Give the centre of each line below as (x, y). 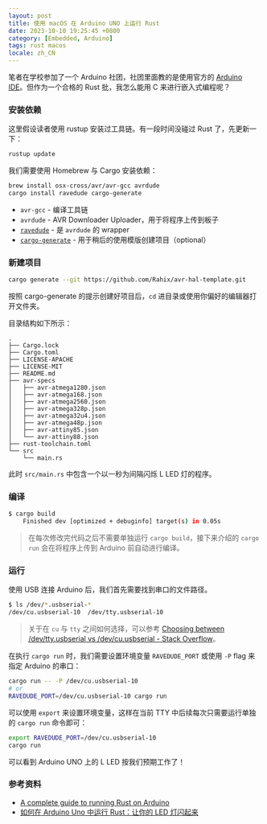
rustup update (32, 154)
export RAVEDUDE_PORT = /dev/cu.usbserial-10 (82, 738)
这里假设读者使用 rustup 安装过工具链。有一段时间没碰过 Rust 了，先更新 (129, 129)
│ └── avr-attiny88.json (53, 437)
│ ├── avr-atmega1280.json (57, 388)
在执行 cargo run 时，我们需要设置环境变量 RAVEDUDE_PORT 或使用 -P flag (127, 656)
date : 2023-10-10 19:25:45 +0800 (64, 31)
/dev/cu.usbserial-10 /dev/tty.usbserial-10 (86, 613)
